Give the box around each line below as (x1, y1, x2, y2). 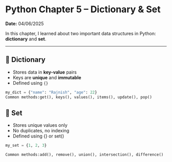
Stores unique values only (12, 122, 68, 128)
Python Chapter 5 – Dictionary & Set (5, 4, 161, 15)
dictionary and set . (5, 36, 47, 42)
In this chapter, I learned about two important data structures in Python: (5, 30, 156, 36)
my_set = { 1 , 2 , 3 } (5, 143, 47, 148)
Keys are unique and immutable (12, 74, 81, 80)
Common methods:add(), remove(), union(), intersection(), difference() (5, 152, 164, 157)
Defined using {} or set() (12, 133, 64, 139)
